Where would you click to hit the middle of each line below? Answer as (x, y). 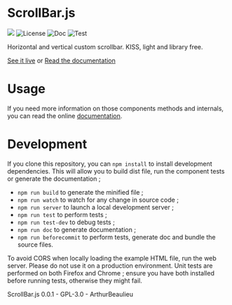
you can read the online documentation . (65, 116)
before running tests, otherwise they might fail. (75, 280)
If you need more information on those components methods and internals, (116, 108)
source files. (35, 245)
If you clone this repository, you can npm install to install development (110, 164)
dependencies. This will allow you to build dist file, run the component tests (116, 171)
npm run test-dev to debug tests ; (66, 222)
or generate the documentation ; (54, 179)
